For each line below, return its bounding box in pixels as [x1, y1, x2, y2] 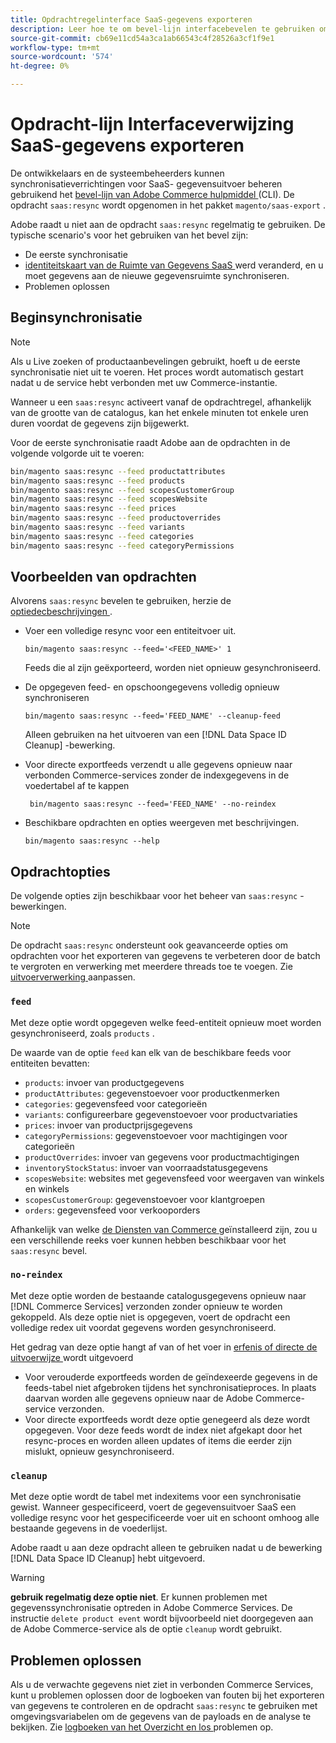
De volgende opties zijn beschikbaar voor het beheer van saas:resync [10, 890, 298, 902]
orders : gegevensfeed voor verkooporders [24, 1204, 201, 1216]
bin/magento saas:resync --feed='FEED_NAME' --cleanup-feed [24, 711, 281, 721]
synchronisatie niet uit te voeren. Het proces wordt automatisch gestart [10, 366, 304, 378]
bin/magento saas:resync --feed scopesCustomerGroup [10, 485, 235, 495]
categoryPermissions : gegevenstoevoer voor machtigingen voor [24, 1129, 288, 1141]
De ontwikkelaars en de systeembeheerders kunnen [10, 167, 225, 179]
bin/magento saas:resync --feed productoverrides [10, 513, 222, 523]
